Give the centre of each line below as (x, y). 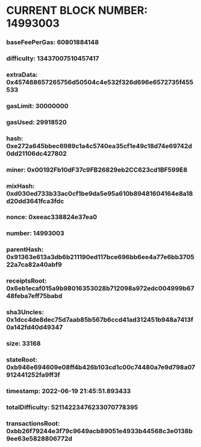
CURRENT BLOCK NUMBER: (77, 11)
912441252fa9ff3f (33, 375)
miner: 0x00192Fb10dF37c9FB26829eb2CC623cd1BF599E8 (97, 170)
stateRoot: (22, 360)
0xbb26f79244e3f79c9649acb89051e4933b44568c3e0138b (100, 431)
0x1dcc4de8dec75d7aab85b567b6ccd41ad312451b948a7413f (100, 320)
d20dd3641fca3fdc (35, 201)
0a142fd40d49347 (35, 327)
